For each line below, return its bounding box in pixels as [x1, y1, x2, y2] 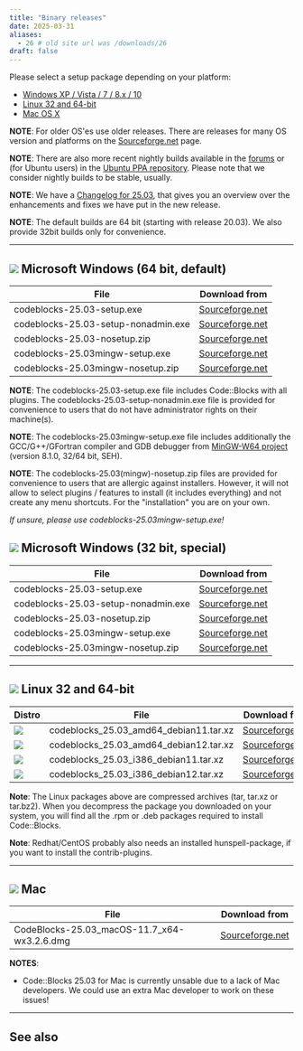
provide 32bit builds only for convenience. [9, 227, 167, 238]
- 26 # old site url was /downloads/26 [17, 38, 168, 48]
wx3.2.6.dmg [14, 934, 70, 947]
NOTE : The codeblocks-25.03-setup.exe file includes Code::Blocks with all [9, 385, 288, 396]
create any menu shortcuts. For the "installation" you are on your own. [9, 496, 271, 507]
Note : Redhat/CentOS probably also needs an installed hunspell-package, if [9, 837, 291, 848]
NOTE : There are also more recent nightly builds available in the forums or [9, 153, 285, 164]
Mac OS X [22, 108, 60, 119]
